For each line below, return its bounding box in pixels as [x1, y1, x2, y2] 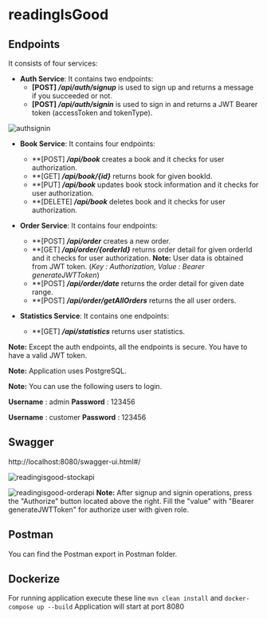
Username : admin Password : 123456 [8, 397, 135, 407]
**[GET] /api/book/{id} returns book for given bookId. [31, 172, 213, 181]
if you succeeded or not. [31, 91, 113, 101]
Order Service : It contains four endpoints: [19, 221, 158, 230]
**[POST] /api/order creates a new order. [31, 236, 171, 245]
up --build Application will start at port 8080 [37, 601, 185, 612]
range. [31, 288, 53, 296]
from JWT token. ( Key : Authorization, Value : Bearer [31, 262, 205, 271]
